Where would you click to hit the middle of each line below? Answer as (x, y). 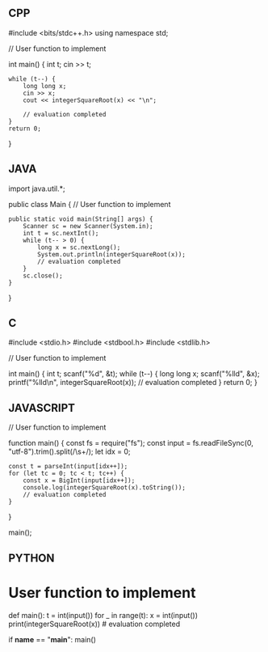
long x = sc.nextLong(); (79, 247)
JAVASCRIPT (42, 408)
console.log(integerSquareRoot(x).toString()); (104, 488)
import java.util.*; (37, 188)
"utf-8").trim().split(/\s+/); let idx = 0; (69, 451)
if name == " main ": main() (52, 639)
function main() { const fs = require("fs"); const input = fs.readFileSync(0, (131, 443)
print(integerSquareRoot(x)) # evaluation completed (94, 624)
